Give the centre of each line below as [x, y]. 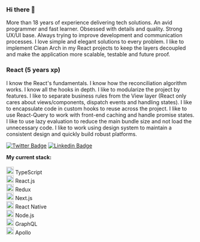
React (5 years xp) [34, 70]
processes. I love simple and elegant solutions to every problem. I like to [95, 42]
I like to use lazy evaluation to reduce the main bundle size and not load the [99, 121]
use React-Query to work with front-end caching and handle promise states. [100, 115]
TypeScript [28, 172]
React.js [25, 181]
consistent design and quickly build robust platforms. [72, 134]
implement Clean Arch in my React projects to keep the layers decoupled [96, 48]
